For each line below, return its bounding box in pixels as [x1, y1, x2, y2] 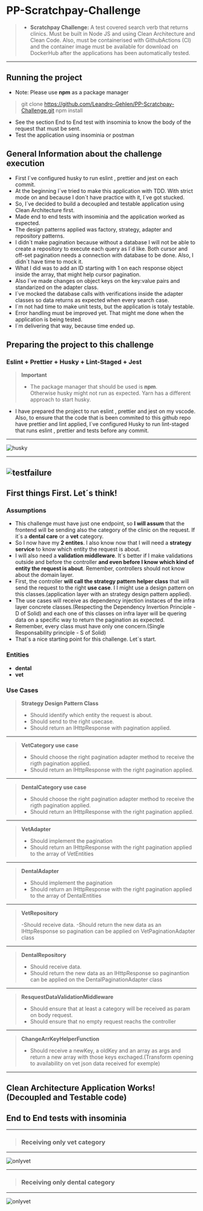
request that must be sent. [14, 125, 81, 132]
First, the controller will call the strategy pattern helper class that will [14, 578, 189, 585]
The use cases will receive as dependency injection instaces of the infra [14, 597, 195, 605]
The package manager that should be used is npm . [30, 383, 158, 391]
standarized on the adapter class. [14, 284, 98, 291]
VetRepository [21, 909, 59, 917]
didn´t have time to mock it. [14, 258, 83, 265]
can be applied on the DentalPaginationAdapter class [30, 976, 163, 983]
